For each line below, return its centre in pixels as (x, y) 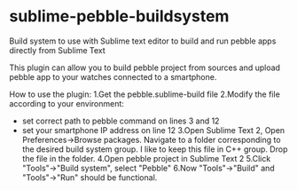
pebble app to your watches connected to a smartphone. (113, 76)
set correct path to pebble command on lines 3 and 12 (121, 121)
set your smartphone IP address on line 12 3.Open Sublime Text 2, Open (153, 130)
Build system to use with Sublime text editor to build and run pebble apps (143, 41)
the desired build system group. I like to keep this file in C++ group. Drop (155, 149)
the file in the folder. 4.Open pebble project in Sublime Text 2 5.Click (146, 158)
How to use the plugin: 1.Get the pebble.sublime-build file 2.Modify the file (145, 94)
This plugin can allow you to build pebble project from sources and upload (145, 67)
